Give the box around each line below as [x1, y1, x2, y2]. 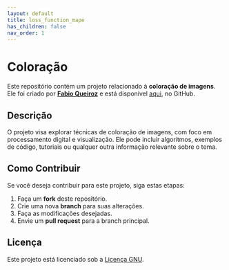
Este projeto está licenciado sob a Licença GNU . [7, 255, 144, 263]
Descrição [7, 109, 52, 121]
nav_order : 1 [7, 29, 45, 37]
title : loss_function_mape [7, 17, 85, 24]
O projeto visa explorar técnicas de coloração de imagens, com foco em [7, 128, 212, 136]
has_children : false [7, 23, 67, 30]
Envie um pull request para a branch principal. [17, 216, 150, 225]
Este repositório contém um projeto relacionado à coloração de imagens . [7, 82, 216, 91]
